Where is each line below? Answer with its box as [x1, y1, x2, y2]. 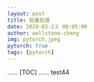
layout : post [7, 10, 45, 17]
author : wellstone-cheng [7, 29, 79, 37]
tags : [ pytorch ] [7, 49, 54, 56]
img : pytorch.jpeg [7, 36, 61, 43]
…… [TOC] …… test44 [7, 67, 70, 76]
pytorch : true [7, 42, 49, 49]
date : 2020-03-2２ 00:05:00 [7, 23, 88, 30]
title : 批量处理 [7, 17, 50, 24]
